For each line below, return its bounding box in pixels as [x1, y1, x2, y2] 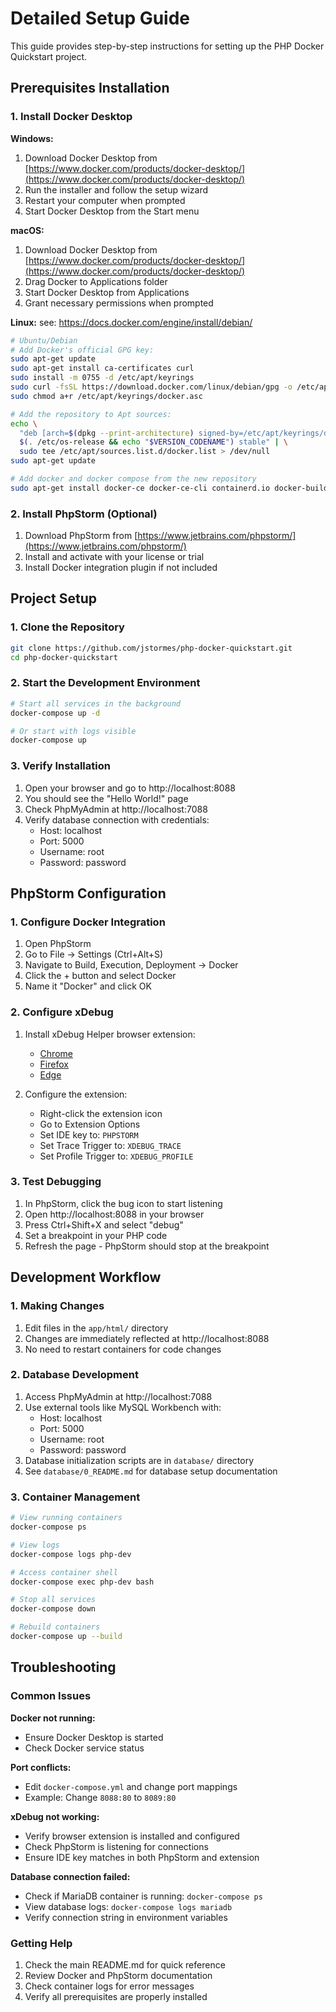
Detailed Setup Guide [10, 7, 191, 30]
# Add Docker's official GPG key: [10, 345, 155, 355]
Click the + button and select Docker [24, 970, 177, 982]
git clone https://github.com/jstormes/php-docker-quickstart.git [10, 643, 293, 653]
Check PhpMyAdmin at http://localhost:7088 [24, 803, 208, 815]
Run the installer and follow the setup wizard [24, 183, 209, 196]
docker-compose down [10, 1604, 97, 1614]
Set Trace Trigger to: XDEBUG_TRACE [39, 1139, 182, 1151]
